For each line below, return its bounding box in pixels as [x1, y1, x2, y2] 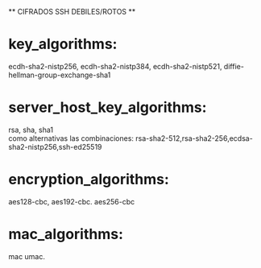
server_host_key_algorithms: [8, 98, 207, 117]
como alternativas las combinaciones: [8, 133, 135, 143]
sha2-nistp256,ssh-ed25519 [8, 142, 102, 151]
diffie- [223, 61, 244, 71]
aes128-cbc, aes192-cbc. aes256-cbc [8, 196, 135, 206]
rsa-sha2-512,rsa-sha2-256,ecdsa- [135, 133, 254, 143]
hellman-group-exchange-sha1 [8, 70, 111, 80]
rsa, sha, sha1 [8, 125, 54, 134]
